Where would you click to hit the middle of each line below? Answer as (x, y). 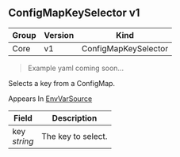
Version (59, 35)
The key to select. (75, 136)
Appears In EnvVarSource (50, 99)
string (23, 141)
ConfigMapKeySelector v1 (74, 13)
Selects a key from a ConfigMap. (62, 83)
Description (75, 118)
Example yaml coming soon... (76, 68)
